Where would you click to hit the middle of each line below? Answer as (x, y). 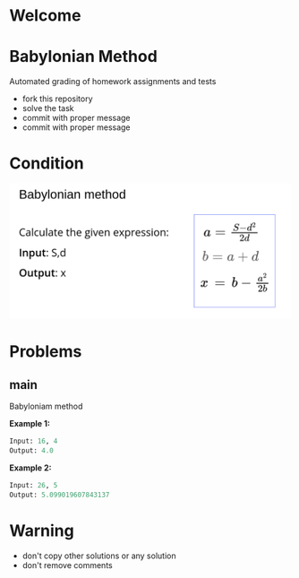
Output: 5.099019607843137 (60, 495)
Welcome (45, 16)
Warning (42, 531)
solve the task (48, 108)
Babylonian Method (84, 57)
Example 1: (30, 424)
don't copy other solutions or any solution (99, 556)
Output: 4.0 (31, 451)
